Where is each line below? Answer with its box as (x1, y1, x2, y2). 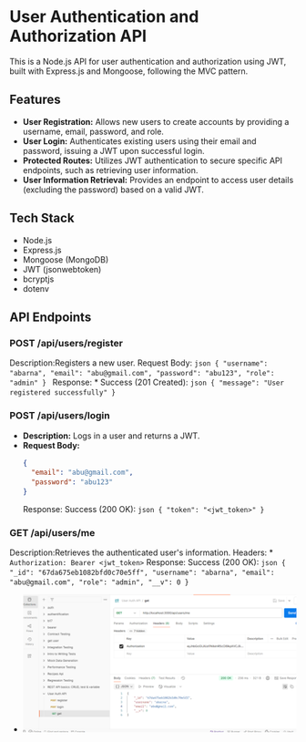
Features (9, 92, 61, 108)
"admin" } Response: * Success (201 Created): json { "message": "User (9, 376, 285, 388)
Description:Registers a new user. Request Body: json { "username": (9, 357, 269, 368)
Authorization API (9, 26, 148, 46)
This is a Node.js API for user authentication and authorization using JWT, (9, 56, 287, 67)
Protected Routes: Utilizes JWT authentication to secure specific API (22, 155, 283, 166)
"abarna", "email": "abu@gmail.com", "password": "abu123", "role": (9, 369, 275, 378)
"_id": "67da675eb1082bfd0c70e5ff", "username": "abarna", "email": (9, 568, 275, 578)
